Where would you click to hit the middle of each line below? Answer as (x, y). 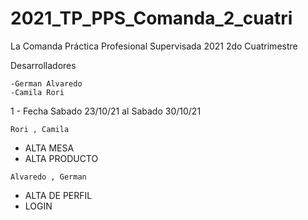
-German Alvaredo (46, 83)
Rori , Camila (40, 129)
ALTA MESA (49, 148)
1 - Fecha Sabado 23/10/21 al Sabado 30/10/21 (106, 111)
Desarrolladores (43, 65)
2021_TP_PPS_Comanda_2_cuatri (151, 18)
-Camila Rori (37, 92)
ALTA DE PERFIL (58, 195)
